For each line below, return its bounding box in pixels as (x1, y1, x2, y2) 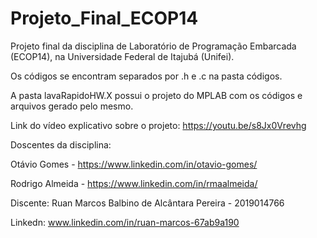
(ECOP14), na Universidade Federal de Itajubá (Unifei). (10, 50, 235, 62)
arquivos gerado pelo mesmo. (10, 100, 134, 112)
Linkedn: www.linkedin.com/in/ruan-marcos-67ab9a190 (10, 216, 240, 228)
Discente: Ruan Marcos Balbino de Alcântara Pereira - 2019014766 (10, 197, 285, 209)
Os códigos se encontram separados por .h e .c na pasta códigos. (10, 70, 283, 82)
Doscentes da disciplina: (10, 138, 112, 151)
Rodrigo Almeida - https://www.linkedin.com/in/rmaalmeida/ (10, 177, 258, 189)
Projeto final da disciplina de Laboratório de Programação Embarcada (10, 40, 297, 52)
